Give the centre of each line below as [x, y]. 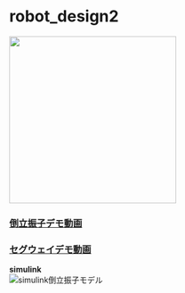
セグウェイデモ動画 [50, 249]
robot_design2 [64, 16]
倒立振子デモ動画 [46, 223]
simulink [25, 270]
